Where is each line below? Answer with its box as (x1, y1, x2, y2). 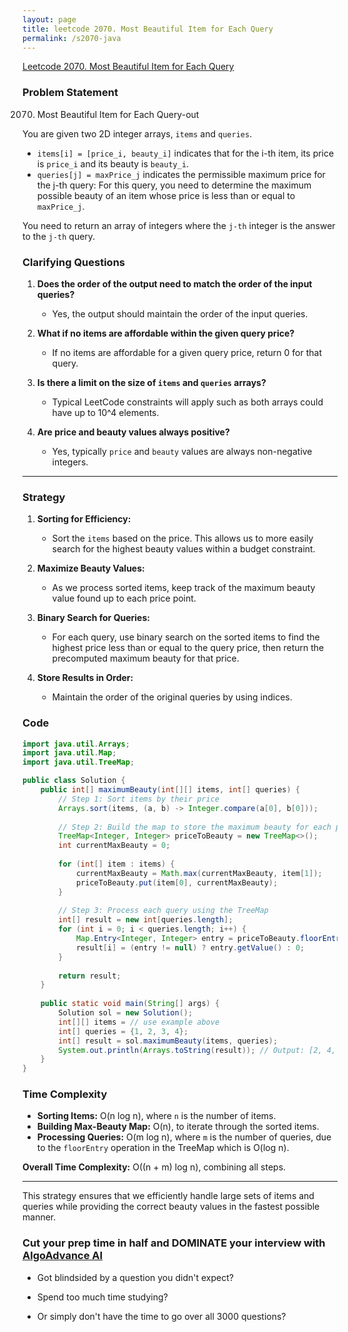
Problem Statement (22, 86, 119, 100)
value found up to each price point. (51, 592, 197, 605)
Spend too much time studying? (36, 1291, 169, 1303)
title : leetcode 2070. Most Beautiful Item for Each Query (22, 24, 274, 34)
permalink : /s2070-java (22, 33, 122, 43)
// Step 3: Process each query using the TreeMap (58, 906, 269, 916)
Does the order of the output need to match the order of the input (36, 277, 313, 290)
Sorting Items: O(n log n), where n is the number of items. (36, 1110, 277, 1122)
